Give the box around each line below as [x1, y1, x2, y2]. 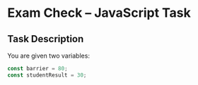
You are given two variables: [7, 51, 91, 60]
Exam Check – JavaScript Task [7, 5, 191, 21]
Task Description [7, 33, 84, 45]
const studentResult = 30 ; [7, 72, 87, 79]
